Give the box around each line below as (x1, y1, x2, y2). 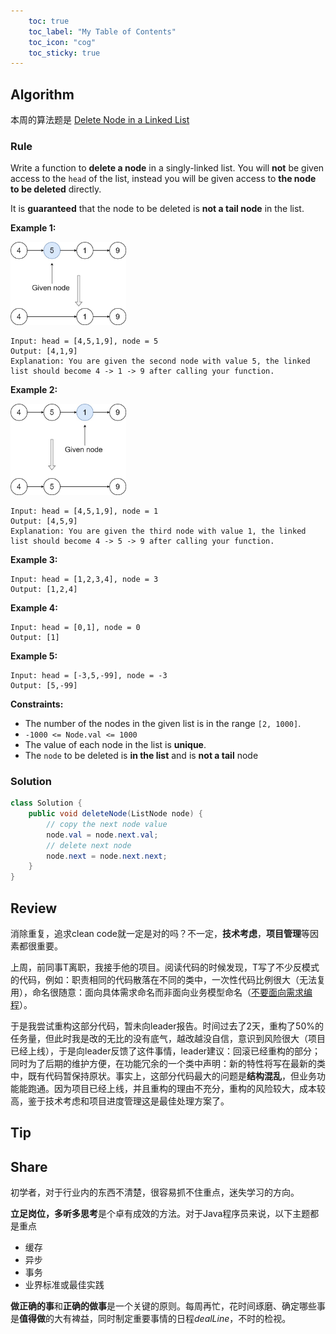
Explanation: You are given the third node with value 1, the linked (10, 526, 307, 536)
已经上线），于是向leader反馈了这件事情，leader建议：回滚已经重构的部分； (10, 1045, 322, 1057)
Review (10, 900, 58, 917)
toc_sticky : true (28, 48, 101, 58)
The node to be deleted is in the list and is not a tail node (24, 749, 259, 761)
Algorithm (10, 86, 75, 103)
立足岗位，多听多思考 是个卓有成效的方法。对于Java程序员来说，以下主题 (10, 1208, 311, 1220)
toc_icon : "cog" (28, 37, 97, 47)
